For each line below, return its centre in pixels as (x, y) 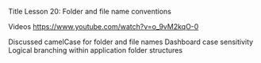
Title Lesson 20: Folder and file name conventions (90, 11)
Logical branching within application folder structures (96, 50)
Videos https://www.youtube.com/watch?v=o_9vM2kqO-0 (104, 26)
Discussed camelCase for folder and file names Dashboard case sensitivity (131, 42)
